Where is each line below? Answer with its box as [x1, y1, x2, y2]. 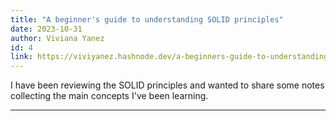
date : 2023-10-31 [10, 24, 83, 34]
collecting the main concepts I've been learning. [10, 90, 209, 102]
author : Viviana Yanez [10, 33, 105, 43]
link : [10, 52, 33, 62]
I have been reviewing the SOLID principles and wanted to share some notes [10, 79, 325, 91]
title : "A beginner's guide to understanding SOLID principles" [10, 14, 284, 25]
